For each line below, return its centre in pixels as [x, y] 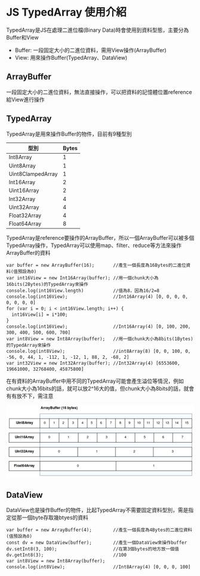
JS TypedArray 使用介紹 [66, 12]
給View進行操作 [25, 99]
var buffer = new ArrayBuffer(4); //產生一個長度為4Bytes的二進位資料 [99, 530]
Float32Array [25, 215]
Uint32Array [24, 207]
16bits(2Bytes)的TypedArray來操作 [47, 284]
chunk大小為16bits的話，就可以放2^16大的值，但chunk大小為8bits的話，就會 [100, 388]
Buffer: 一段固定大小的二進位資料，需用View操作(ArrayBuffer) [90, 50]
